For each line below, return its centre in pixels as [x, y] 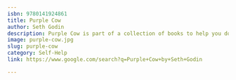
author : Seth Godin [36, 27]
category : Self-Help [38, 53]
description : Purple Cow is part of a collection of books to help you [114, 33]
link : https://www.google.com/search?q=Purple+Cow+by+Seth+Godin [105, 60]
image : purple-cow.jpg [40, 40]
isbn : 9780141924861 [38, 14]
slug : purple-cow [33, 46]
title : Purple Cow [34, 20]
